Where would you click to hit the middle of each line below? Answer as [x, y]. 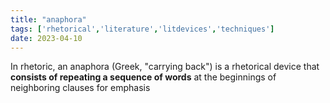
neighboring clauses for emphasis [80, 88]
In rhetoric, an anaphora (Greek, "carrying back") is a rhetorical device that [165, 67]
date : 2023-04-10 [46, 38]
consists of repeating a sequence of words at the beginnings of [143, 77]
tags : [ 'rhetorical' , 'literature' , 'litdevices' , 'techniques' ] [142, 29]
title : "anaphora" [48, 19]
